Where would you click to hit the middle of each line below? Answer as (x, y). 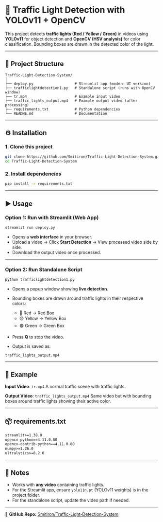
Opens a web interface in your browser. (52, 237)
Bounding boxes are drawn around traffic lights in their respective (78, 298)
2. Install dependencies (33, 174)
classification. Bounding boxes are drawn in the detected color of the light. (80, 44)
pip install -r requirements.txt (39, 184)
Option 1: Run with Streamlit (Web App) (52, 217)
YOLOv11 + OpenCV (45, 20)
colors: (19, 304)
